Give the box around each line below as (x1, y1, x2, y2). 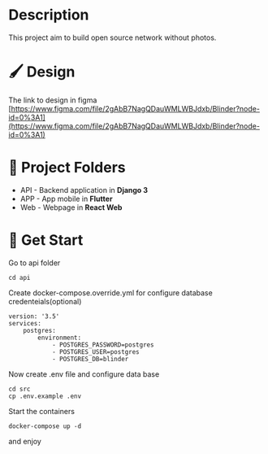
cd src (8, 385, 31, 393)
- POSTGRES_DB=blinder (51, 355, 129, 363)
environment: (37, 334, 82, 342)
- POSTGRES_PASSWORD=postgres (51, 340, 154, 349)
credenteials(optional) (8, 296, 82, 306)
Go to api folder (8, 258, 61, 268)
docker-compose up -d (8, 421, 82, 430)
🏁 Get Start (8, 231, 84, 249)
